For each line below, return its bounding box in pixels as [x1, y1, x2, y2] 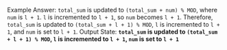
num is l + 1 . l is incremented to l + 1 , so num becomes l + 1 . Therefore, [7, 13, 213, 21]
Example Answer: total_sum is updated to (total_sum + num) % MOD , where [7, 6, 218, 14]
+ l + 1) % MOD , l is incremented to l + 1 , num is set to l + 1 [7, 35, 180, 43]
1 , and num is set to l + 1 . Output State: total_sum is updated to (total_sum [7, 27, 218, 36]
